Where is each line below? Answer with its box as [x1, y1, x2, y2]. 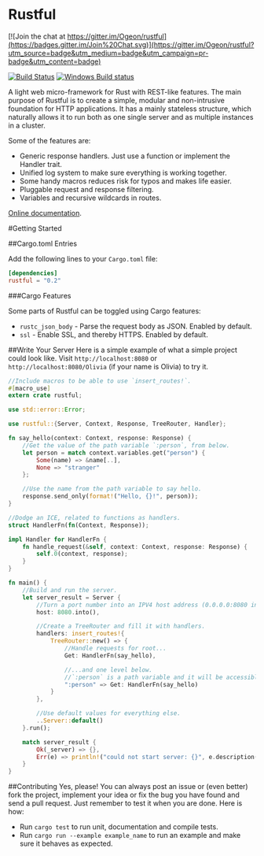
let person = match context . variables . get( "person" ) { [22, 449, 206, 457]
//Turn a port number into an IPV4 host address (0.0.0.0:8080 [36, 601, 247, 609]
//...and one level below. [64, 665, 153, 674]
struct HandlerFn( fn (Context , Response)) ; [8, 521, 149, 529]
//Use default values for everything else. [36, 710, 181, 717]
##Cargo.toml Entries [8, 239, 77, 248]
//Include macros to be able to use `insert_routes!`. [8, 376, 192, 385]
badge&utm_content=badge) [8, 57, 101, 66]
